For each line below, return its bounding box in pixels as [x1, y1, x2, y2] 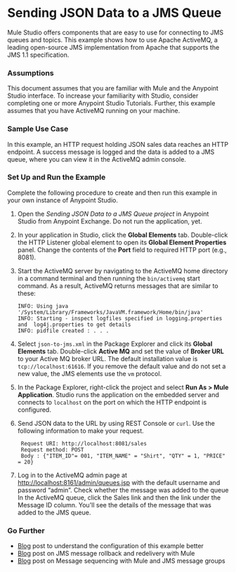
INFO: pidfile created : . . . [17, 327, 110, 334]
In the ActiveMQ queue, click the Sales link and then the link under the [17, 493, 221, 502]
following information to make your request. [17, 427, 144, 435]
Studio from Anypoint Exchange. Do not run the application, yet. [17, 216, 202, 226]
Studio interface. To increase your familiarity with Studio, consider [7, 91, 199, 100]
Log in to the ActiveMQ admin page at [17, 471, 128, 479]
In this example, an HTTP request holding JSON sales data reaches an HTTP [7, 140, 229, 148]
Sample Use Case [7, 124, 69, 134]
